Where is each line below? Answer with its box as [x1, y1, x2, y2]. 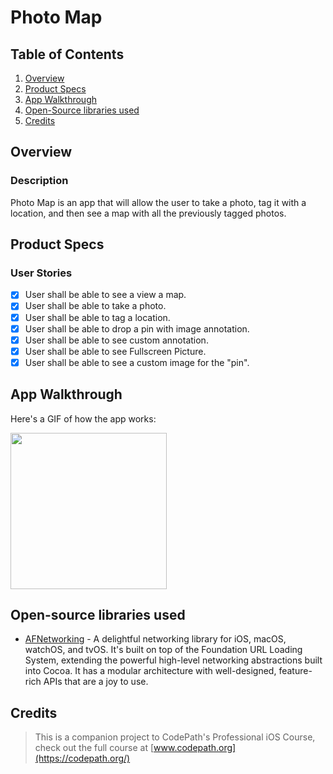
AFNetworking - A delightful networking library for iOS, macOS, [24, 633, 287, 645]
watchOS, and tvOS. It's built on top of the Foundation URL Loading [24, 644, 303, 656]
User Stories [10, 266, 73, 280]
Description [10, 174, 69, 188]
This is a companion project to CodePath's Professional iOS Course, [34, 731, 316, 743]
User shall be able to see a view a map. [24, 289, 187, 301]
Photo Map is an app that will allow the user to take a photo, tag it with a [10, 196, 307, 208]
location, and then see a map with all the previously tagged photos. [10, 207, 287, 219]
